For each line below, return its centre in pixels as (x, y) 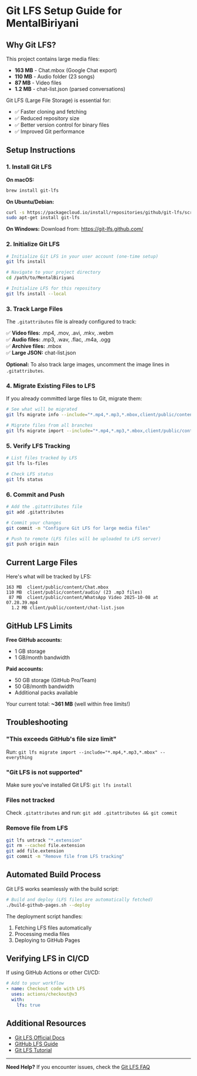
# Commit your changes (34, 523)
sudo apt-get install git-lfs (43, 218)
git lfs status (25, 479)
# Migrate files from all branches (50, 425)
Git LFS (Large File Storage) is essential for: (59, 100)
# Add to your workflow (35, 983)
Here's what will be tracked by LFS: (49, 577)
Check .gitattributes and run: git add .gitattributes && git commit (92, 813)
